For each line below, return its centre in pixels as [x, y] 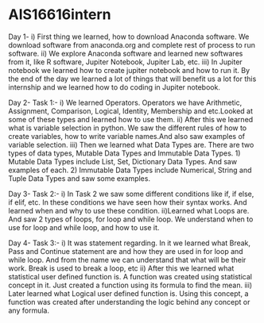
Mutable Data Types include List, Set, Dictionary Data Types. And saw [122, 161]
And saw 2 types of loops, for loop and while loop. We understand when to [131, 219]
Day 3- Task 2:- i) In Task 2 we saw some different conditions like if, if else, [131, 194]
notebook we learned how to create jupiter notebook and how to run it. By [129, 70]
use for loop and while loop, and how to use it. [84, 227]
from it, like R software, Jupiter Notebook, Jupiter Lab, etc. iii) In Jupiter [125, 62]
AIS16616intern [60, 15]
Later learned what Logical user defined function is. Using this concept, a [128, 293]
